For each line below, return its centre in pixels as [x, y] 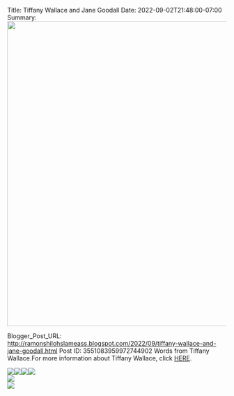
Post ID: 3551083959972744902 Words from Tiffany [134, 351]
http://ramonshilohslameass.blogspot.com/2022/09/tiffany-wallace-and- [112, 343]
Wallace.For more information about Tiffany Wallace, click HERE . [100, 358]
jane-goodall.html [32, 351]
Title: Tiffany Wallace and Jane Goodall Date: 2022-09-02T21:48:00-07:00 [115, 10]
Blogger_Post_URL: [34, 336]
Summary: [22, 17]
